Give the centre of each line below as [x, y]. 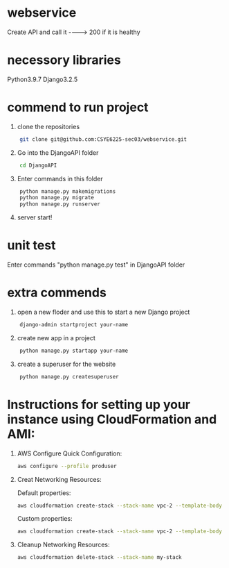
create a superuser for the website [66, 364]
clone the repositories [48, 126]
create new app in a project [56, 337]
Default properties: [44, 493]
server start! [35, 217]
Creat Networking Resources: [59, 479]
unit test [31, 245]
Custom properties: [45, 519]
